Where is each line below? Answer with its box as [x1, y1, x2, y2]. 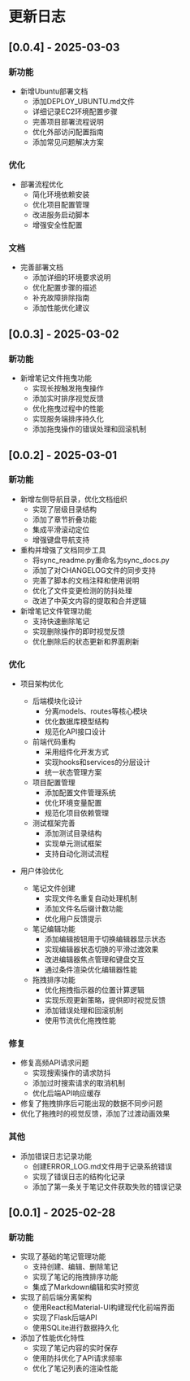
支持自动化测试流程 [44, 849, 110, 859]
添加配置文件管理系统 [44, 788, 116, 798]
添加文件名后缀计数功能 [44, 904, 123, 914]
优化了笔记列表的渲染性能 [32, 1364, 119, 1374]
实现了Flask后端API [32, 1313, 97, 1322]
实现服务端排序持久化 [32, 414, 104, 424]
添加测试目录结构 [44, 828, 102, 838]
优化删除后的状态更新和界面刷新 [32, 636, 140, 646]
